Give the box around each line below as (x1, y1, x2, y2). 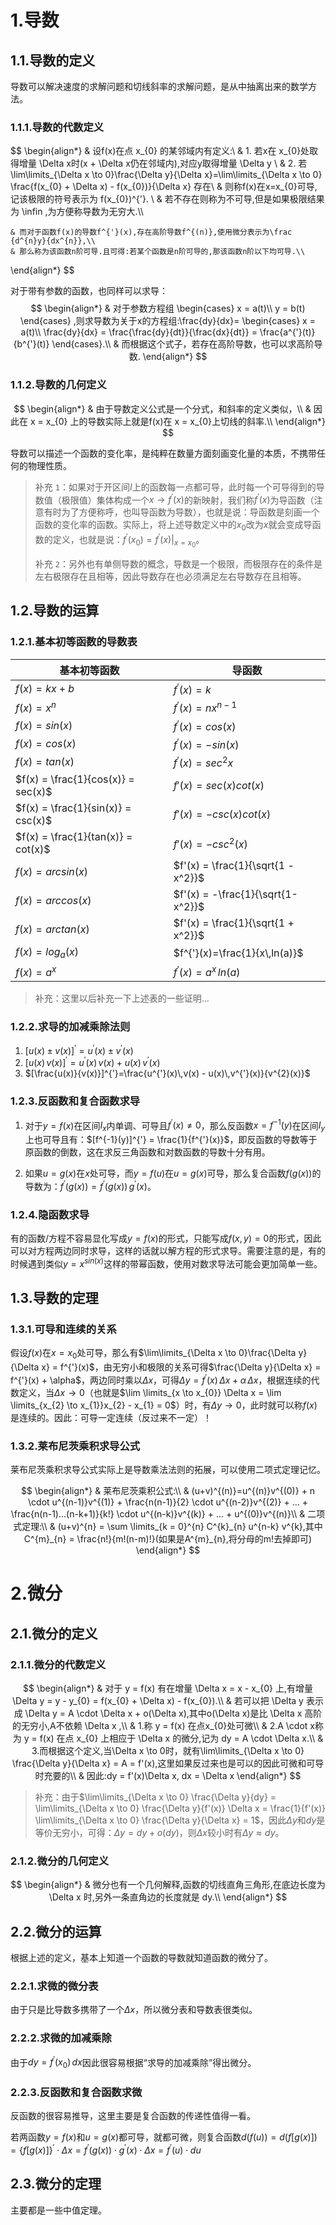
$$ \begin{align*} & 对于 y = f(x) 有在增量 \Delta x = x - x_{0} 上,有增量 (23, 1682, 313, 1694)
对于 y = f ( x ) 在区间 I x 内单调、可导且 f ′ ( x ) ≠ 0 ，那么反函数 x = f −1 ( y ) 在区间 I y (24, 1117, 326, 1134)
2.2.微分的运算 (10, 1923, 102, 1940)
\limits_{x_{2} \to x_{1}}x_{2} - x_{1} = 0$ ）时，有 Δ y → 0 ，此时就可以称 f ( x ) (10, 1399, 318, 1411)
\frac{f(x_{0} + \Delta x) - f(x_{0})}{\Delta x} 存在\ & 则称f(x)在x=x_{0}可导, (10, 181, 318, 193)
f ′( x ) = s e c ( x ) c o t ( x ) (173, 779, 265, 793)
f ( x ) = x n (15, 699, 57, 715)
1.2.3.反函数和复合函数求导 (10, 1094, 141, 1108)
